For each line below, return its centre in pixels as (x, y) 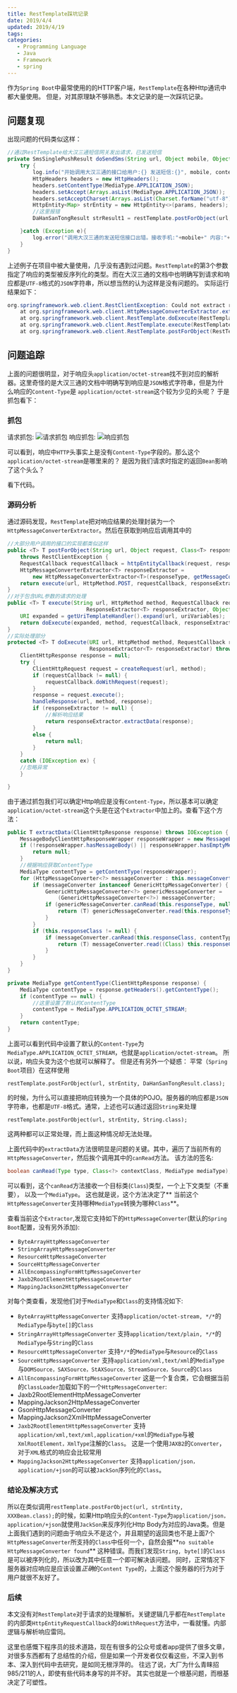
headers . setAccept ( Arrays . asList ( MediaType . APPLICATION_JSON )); (129, 192)
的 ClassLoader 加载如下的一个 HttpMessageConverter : (92, 1387)
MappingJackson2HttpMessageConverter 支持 (80, 1461)
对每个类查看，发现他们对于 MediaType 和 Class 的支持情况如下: (95, 1301)
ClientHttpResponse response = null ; (75, 656)
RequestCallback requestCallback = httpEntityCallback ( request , (116, 563)
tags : (15, 34)
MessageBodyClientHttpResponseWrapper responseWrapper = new (111, 839)
